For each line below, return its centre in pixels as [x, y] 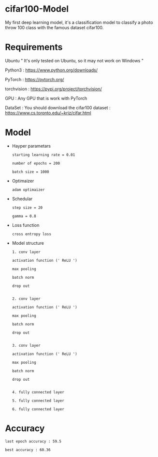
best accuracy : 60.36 [28, 450]
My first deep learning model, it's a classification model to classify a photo [79, 22]
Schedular [22, 199]
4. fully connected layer [38, 392]
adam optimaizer [28, 190]
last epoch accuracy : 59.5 [33, 441]
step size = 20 [27, 207]
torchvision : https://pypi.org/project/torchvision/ [54, 89]
